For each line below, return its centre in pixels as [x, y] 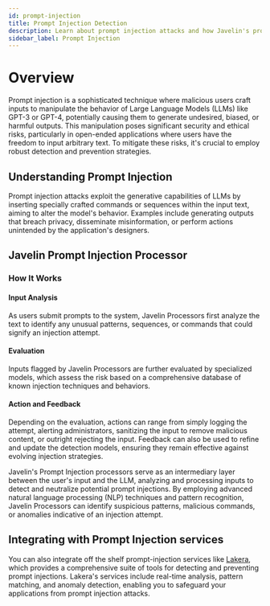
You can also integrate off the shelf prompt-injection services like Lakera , [130, 559]
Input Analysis [33, 297]
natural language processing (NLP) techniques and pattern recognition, [126, 497]
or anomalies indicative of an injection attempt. [86, 514]
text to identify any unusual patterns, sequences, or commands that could [131, 324]
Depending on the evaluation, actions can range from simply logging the [128, 422]
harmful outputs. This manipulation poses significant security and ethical [129, 126]
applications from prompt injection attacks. [79, 593]
